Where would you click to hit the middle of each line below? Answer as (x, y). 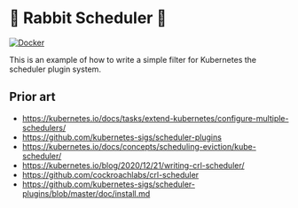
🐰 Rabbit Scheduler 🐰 (88, 18)
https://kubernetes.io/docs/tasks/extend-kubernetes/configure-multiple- (155, 118)
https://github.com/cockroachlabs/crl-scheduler (110, 174)
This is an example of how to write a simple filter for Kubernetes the (133, 59)
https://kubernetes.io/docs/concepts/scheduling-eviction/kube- (139, 146)
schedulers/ (44, 127)
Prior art (32, 97)
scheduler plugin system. (55, 69)
